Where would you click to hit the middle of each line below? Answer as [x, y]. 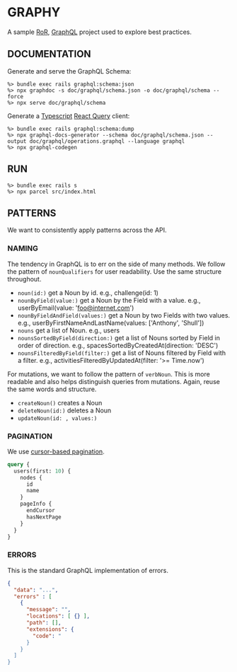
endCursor [40, 511]
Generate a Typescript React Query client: [69, 116]
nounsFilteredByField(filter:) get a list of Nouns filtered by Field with [122, 353]
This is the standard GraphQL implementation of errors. [88, 570]
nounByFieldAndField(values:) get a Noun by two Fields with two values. [124, 315]
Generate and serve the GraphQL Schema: [69, 71]
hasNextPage [44, 517]
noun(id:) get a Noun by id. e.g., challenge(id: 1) [88, 292]
